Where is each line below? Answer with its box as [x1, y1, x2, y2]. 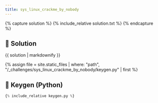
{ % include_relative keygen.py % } [5, 94, 75, 99]
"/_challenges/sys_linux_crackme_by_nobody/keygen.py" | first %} [5, 67, 138, 73]
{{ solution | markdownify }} [5, 52, 61, 58]
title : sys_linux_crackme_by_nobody [5, 7, 79, 12]
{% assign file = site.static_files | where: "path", [5, 61, 100, 68]
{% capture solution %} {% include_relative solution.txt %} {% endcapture [5, 20, 154, 26]
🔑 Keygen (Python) [5, 81, 63, 89]
